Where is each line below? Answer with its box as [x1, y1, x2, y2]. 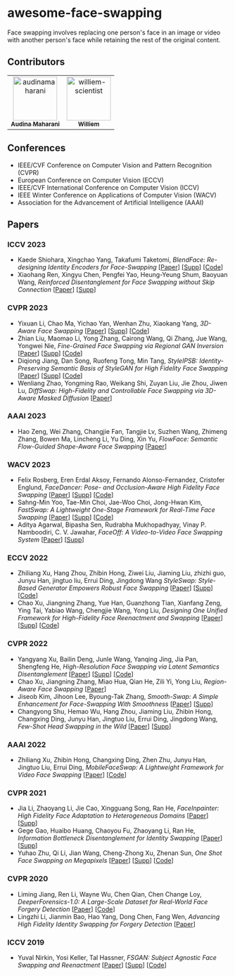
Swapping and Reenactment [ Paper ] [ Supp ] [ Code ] [17, 961, 167, 969]
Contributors [7, 56, 65, 68]
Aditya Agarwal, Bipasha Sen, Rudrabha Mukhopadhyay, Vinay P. [17, 520, 207, 529]
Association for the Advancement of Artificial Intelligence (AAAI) [17, 198, 204, 207]
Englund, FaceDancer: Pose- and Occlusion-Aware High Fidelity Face [17, 483, 220, 492]
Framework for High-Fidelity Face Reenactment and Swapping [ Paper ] [17, 614, 223, 622]
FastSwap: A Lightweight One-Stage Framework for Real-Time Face [17, 506, 216, 514]
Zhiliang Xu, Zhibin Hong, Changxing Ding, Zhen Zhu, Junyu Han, [17, 756, 207, 764]
